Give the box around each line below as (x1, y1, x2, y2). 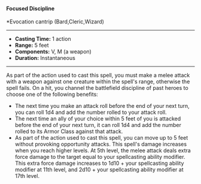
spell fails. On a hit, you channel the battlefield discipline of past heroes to (6, 85, 188, 92)
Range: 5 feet (14, 42, 49, 49)
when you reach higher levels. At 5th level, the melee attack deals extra (14, 147, 191, 154)
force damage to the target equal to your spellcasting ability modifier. (14, 153, 185, 161)
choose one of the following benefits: (6, 91, 99, 98)
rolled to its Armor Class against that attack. (14, 128, 123, 135)
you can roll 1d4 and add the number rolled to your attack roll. (14, 108, 167, 116)
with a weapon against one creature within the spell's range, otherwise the (6, 78, 190, 85)
